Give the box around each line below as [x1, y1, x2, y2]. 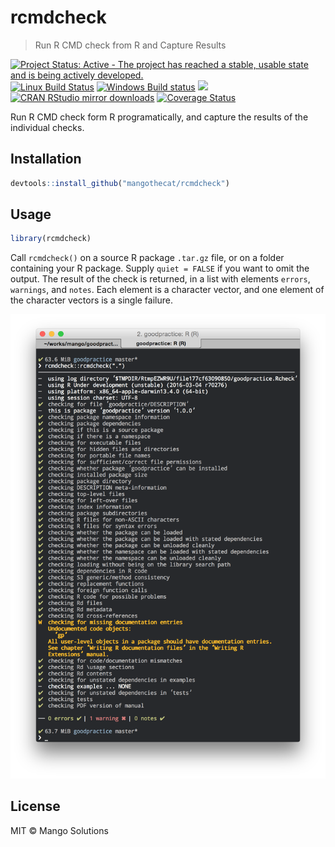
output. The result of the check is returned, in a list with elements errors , [10, 273, 311, 285]
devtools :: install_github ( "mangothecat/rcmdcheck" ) [10, 178, 230, 188]
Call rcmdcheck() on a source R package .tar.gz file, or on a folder [10, 252, 285, 264]
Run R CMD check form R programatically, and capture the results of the [10, 111, 309, 123]
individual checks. [10, 121, 85, 133]
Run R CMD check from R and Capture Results [34, 39, 227, 51]
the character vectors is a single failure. [10, 294, 173, 306]
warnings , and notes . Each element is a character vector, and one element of [10, 284, 325, 296]
